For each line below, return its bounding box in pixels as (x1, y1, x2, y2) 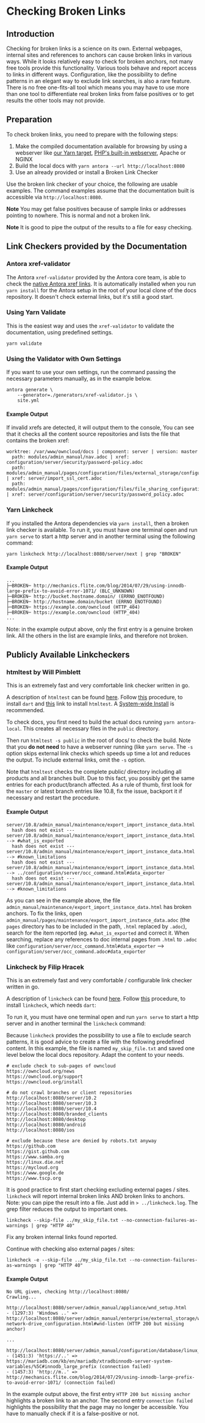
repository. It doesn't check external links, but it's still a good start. (6, 293, 174, 300)
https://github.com (6, 1143, 56, 1149)
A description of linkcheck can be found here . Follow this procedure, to (6, 995, 186, 1002)
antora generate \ (6, 387, 53, 393)
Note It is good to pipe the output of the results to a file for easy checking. (6, 223, 193, 230)
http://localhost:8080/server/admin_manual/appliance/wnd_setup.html (6, 1305, 187, 1311)
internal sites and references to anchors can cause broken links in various (6, 51, 192, 59)
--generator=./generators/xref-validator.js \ (17, 392, 138, 399)
